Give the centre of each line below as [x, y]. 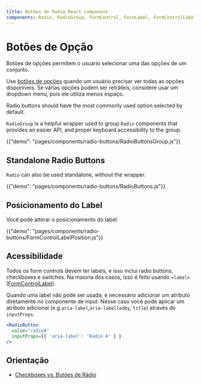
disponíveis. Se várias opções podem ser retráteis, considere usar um [92, 88]
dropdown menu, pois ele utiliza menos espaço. [65, 94]
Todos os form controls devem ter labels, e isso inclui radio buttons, [90, 270]
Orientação [28, 360]
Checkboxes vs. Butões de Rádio [56, 375]
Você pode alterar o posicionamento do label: [62, 220]
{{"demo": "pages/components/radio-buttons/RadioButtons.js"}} [86, 187]
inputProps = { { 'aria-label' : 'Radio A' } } [66, 336]
